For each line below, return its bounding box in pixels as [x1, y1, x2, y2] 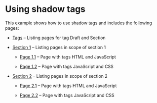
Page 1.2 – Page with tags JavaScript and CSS [19, 63, 114, 69]
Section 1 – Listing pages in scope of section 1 [12, 44, 106, 50]
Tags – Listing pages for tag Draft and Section [12, 35, 106, 41]
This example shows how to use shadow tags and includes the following [5, 20, 152, 26]
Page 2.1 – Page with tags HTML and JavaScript [19, 83, 117, 89]
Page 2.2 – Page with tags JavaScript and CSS [19, 92, 115, 98]
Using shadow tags [5, 3, 85, 15]
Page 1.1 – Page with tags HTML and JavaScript [19, 53, 116, 60]
